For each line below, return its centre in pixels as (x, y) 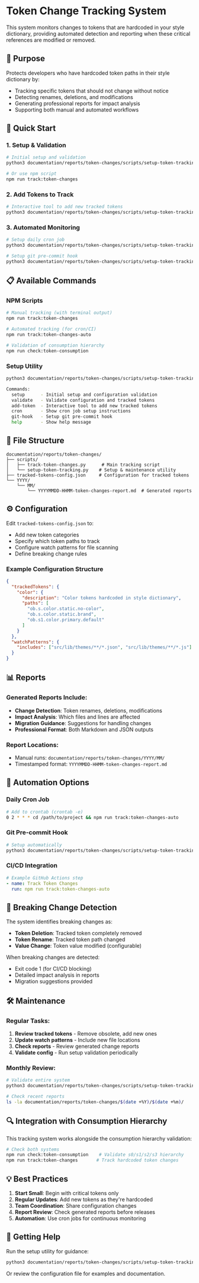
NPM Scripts (25, 301)
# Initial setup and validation (46, 158)
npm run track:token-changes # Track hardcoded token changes (92, 1160)
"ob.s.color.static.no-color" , (66, 609)
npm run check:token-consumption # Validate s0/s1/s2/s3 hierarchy (95, 1155)
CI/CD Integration (32, 866)
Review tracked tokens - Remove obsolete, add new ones (86, 1033)
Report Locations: (33, 745)
